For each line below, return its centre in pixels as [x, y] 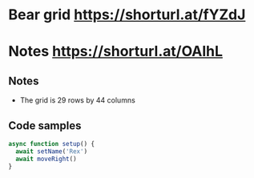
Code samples [45, 125]
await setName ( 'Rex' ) [52, 151]
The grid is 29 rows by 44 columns [78, 100]
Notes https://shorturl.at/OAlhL [115, 52]
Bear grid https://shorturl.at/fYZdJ [127, 15]
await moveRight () [46, 159]
